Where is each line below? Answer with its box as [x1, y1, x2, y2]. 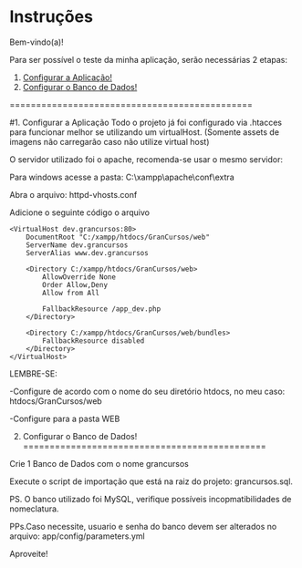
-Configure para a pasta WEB [9, 413, 120, 424]
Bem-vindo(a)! [9, 36, 64, 47]
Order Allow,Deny [42, 280, 108, 289]
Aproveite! [9, 548, 48, 559]
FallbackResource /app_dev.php [42, 304, 161, 314]
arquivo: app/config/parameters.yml [9, 531, 145, 542]
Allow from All [42, 288, 100, 297]
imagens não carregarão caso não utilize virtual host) [9, 136, 210, 147]
